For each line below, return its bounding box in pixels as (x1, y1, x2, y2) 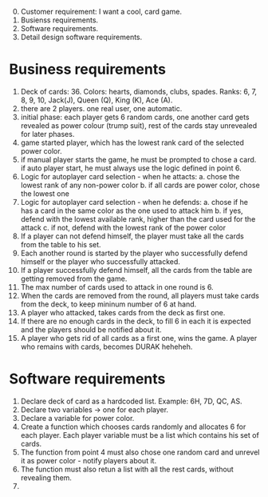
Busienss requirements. (20, 15, 99, 25)
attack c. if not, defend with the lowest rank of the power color (20, 222, 227, 232)
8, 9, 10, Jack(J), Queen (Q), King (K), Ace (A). (20, 95, 173, 105)
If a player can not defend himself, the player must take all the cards (20, 231, 244, 241)
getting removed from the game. (20, 274, 128, 283)
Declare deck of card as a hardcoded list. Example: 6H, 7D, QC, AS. (20, 396, 242, 406)
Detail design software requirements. (20, 32, 143, 42)
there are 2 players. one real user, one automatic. (20, 103, 183, 113)
